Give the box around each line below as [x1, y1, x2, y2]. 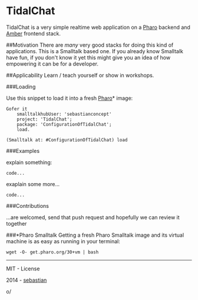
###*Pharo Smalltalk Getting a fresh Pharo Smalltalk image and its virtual [6, 231, 184, 239]
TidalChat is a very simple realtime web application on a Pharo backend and [6, 24, 190, 31]
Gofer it [6, 106, 28, 112]
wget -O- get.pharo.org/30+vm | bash [6, 249, 99, 255]
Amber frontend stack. [6, 30, 61, 37]
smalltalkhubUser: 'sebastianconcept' [16, 111, 112, 117]
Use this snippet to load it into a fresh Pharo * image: [6, 94, 133, 102]
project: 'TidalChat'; [16, 116, 72, 122]
